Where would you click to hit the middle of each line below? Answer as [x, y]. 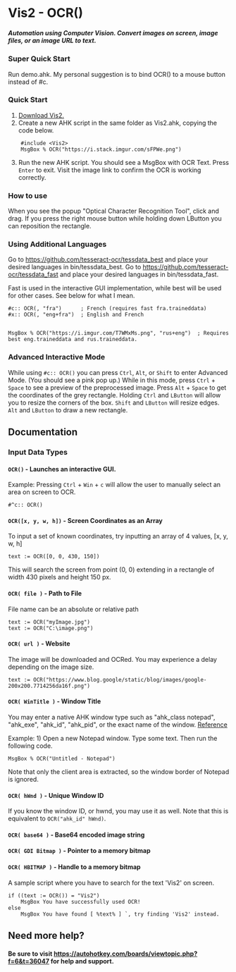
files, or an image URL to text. [52, 40]
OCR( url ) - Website [39, 644]
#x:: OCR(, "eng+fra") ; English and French [76, 315]
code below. [36, 130]
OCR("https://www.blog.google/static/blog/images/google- [120, 679]
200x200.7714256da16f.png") [49, 686]
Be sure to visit [30, 954]
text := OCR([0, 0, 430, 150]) [54, 557]
